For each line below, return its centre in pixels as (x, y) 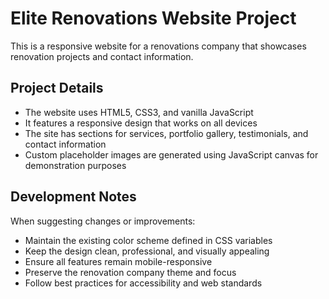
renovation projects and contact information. (102, 56)
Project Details (57, 88)
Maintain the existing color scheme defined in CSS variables (148, 240)
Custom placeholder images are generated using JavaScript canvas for (171, 154)
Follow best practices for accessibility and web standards (143, 283)
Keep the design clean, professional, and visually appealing (147, 251)
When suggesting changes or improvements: (103, 221)
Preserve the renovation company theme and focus (130, 272)
